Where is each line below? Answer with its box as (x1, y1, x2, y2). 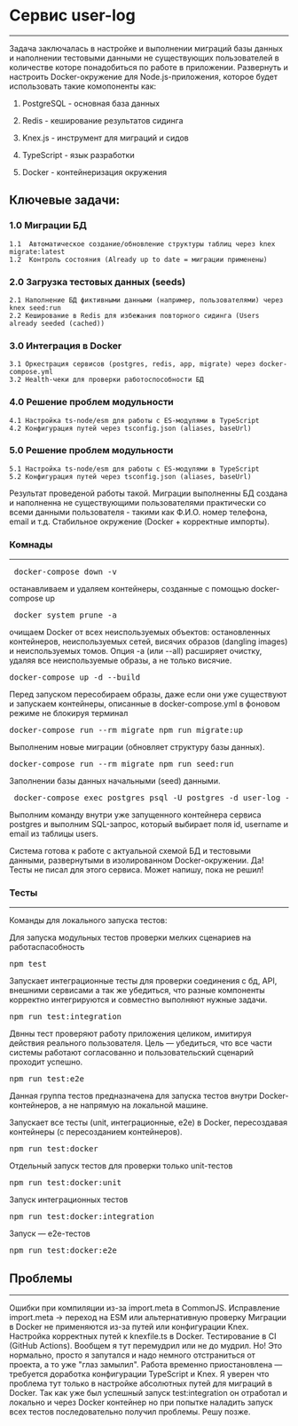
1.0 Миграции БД (9, 219, 87, 232)
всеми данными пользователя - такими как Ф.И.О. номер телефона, (9, 506, 268, 517)
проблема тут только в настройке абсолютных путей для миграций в (9, 1378, 273, 1389)
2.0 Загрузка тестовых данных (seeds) (9, 275, 186, 288)
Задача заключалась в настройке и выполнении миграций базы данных (9, 43, 284, 53)
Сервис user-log (9, 5, 136, 26)
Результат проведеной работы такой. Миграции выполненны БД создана (9, 488, 288, 498)
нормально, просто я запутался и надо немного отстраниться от (9, 1350, 255, 1360)
